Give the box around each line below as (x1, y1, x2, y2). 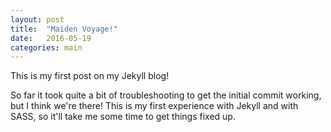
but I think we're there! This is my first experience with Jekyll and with (10, 100, 299, 112)
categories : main (10, 42, 83, 53)
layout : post (10, 14, 65, 25)
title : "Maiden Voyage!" (10, 24, 118, 34)
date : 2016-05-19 (10, 33, 92, 43)
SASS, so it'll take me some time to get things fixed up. (10, 111, 236, 123)
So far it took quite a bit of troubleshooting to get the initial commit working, (10, 89, 322, 101)
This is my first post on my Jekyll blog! (10, 70, 170, 82)
